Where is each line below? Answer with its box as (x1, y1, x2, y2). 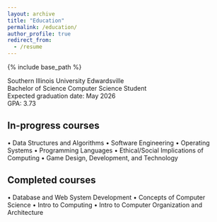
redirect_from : (7, 37, 52, 44)
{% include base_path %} (7, 63, 82, 71)
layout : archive (7, 10, 55, 18)
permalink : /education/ (7, 23, 78, 30)
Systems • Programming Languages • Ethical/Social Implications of (7, 146, 204, 155)
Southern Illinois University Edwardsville (7, 77, 124, 85)
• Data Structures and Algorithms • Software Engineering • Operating (7, 138, 210, 147)
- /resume (13, 43, 42, 50)
